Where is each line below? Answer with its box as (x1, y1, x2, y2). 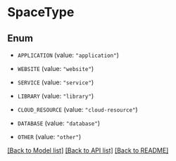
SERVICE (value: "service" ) (17, 78, 94, 86)
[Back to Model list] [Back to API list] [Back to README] (7, 146, 169, 155)
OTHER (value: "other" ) (17, 133, 82, 141)
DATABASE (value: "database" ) (17, 119, 101, 127)
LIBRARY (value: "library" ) (17, 92, 94, 100)
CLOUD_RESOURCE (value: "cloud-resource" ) (17, 105, 139, 113)
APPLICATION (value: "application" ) (17, 51, 120, 59)
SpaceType (7, 4, 75, 20)
